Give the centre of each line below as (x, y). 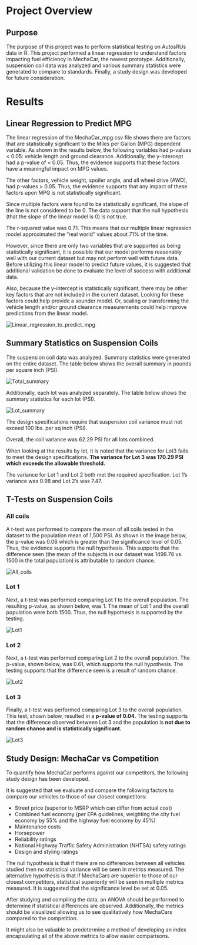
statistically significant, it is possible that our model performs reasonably (94, 252)
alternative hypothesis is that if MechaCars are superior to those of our (92, 876)
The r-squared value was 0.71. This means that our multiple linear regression (99, 228)
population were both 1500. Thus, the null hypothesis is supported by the (95, 612)
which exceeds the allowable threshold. (56, 463)
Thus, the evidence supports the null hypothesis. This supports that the (93, 548)
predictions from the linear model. (47, 313)
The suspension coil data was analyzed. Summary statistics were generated (98, 357)
